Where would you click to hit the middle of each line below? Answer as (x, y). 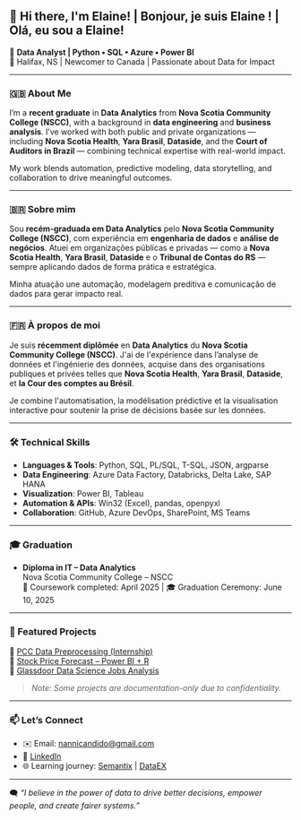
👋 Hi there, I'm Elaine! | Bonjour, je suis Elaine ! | (144, 17)
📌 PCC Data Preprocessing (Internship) (82, 652)
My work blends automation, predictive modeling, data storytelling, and (141, 168)
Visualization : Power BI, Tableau (83, 493)
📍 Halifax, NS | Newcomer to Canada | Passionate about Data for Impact (142, 61)
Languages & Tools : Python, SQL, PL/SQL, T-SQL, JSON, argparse (145, 465)
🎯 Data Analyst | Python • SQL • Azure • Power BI (102, 52)
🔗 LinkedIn (42, 756)
